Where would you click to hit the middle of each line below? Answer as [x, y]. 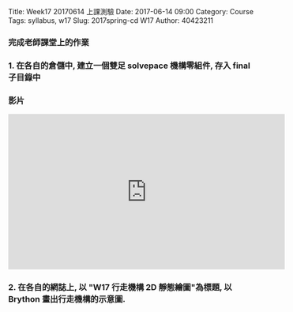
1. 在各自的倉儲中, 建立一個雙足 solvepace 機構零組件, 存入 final [129, 66]
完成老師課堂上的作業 [49, 42]
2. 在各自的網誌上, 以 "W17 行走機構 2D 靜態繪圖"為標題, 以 [120, 288]
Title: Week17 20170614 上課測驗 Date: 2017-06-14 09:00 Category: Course [131, 11]
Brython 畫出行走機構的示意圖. [67, 299]
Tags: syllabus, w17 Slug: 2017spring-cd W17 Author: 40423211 [111, 21]
